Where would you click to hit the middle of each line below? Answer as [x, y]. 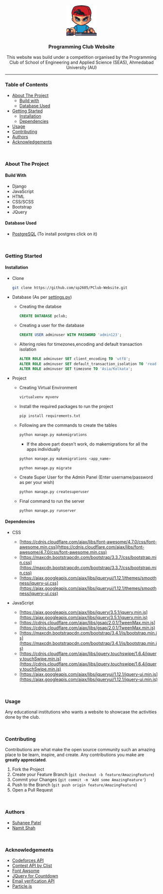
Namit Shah [24, 828]
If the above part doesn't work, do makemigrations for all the [87, 444]
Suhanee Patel [26, 823]
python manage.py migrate [45, 468]
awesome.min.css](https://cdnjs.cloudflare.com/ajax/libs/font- [82, 547]
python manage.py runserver [48, 511]
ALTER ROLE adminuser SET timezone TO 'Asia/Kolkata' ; [76, 369]
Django [19, 186]
